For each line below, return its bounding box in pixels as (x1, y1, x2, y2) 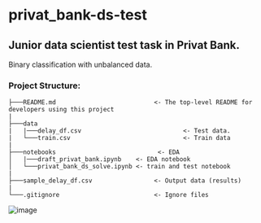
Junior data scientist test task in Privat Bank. (8, 38, 240, 52)
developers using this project (8, 106, 115, 114)
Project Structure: (8, 80, 81, 91)
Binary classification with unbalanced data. (8, 59, 153, 69)
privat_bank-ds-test (8, 6, 148, 24)
